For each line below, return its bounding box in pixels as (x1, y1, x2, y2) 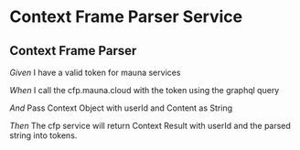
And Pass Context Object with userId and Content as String (9, 102, 233, 113)
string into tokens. (9, 130, 78, 141)
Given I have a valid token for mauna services (9, 67, 181, 78)
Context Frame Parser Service (9, 6, 243, 27)
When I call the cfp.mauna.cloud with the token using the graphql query (9, 85, 280, 95)
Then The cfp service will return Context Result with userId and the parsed (9, 121, 291, 131)
